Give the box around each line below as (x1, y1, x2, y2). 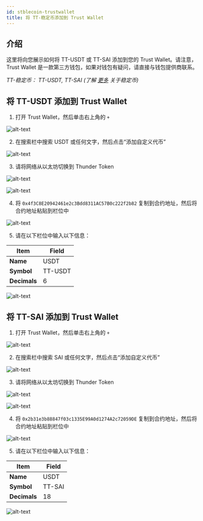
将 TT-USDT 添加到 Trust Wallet (6, 96, 127, 107)
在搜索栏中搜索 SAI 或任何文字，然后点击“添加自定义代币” (15, 353, 160, 361)
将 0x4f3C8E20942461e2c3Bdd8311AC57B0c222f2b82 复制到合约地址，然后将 (15, 199, 198, 207)
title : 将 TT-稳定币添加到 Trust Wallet (6, 15, 104, 21)
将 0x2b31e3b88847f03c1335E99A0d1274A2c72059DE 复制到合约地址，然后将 (15, 415, 198, 422)
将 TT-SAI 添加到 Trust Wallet (6, 311, 119, 322)
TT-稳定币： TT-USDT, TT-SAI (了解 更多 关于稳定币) (6, 77, 139, 84)
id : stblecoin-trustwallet (6, 9, 75, 15)
